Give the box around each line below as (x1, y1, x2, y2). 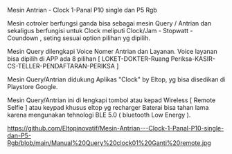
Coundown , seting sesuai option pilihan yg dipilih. (7, 34, 151, 42)
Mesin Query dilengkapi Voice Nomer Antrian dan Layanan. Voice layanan (7, 48, 218, 55)
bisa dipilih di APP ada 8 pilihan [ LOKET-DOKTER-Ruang (7, 55, 170, 63)
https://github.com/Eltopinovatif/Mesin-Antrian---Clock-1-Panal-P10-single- (7, 124, 224, 132)
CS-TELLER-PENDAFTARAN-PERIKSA (7, 62, 116, 70)
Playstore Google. (7, 83, 58, 90)
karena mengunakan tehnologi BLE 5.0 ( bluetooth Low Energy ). (7, 110, 191, 119)
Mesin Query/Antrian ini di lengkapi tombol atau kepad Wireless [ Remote (7, 96, 216, 104)
